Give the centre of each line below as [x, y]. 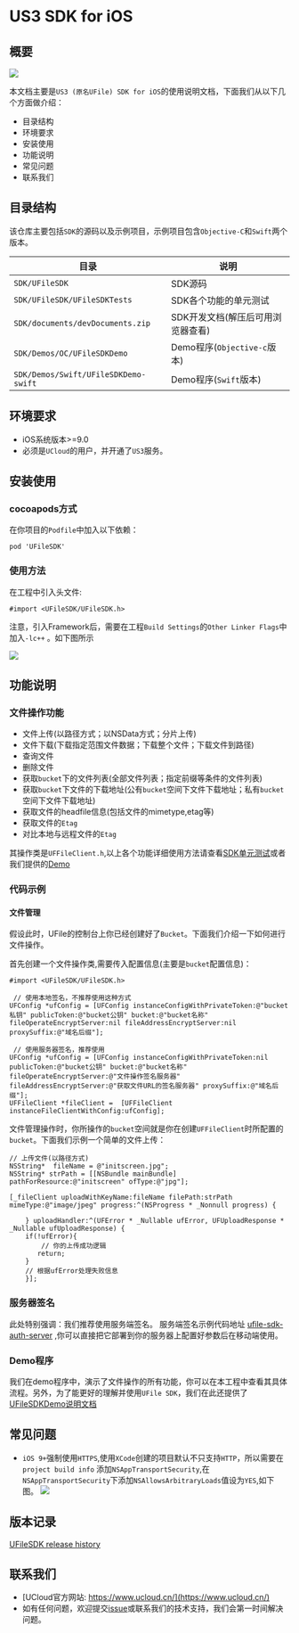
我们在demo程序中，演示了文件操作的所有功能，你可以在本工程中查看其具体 [148, 1382]
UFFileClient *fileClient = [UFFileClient [91, 1104]
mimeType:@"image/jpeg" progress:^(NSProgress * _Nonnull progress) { [143, 1205]
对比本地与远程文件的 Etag [69, 834]
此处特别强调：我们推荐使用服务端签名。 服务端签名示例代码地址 [127, 1324]
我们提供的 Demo [40, 864]
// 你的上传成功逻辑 [74, 1246]
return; [51, 1254]
